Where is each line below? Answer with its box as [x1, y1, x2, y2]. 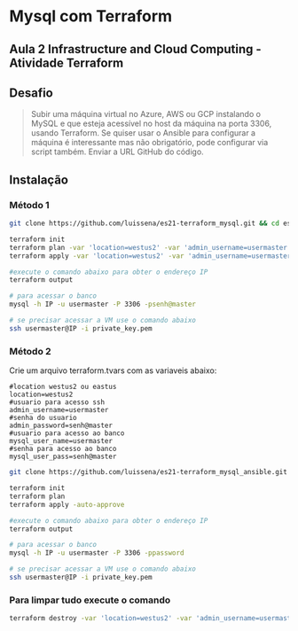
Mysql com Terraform [9, 6, 173, 27]
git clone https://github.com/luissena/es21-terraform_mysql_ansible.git [9, 468, 288, 477]
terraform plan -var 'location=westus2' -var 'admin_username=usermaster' [9, 243, 292, 252]
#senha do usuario [9, 414, 77, 423]
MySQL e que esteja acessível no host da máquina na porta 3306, [30, 118, 272, 129]
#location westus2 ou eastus [9, 383, 117, 392]
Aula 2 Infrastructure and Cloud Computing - [9, 42, 262, 57]
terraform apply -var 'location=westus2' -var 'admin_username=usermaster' [9, 251, 295, 261]
